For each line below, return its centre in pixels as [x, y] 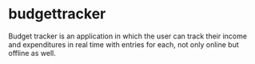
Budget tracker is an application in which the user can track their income [128, 36]
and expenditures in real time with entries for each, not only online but [124, 44]
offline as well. [32, 53]
